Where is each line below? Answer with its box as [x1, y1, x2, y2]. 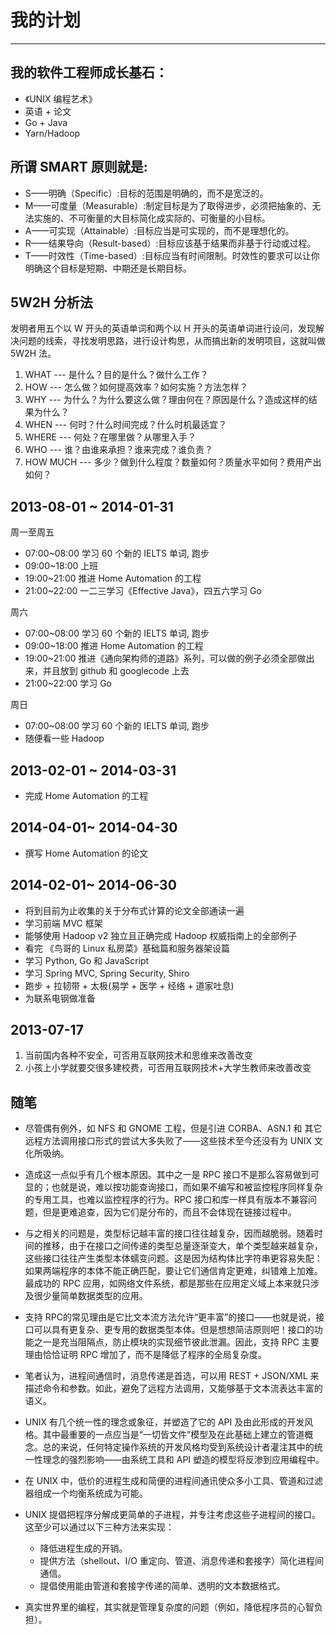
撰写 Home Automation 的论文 [24, 847, 149, 859]
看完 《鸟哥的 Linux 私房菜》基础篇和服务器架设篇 [24, 942, 231, 954]
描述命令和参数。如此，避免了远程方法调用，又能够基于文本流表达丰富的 [24, 1382, 323, 1395]
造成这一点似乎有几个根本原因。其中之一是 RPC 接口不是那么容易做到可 [24, 1169, 320, 1181]
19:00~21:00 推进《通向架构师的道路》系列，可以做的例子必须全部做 [24, 652, 307, 665]
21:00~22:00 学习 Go [24, 677, 113, 690]
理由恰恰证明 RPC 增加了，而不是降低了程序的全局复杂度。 [24, 1349, 267, 1361]
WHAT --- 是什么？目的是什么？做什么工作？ [24, 369, 209, 381]
